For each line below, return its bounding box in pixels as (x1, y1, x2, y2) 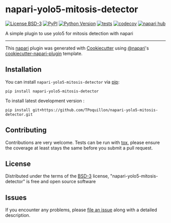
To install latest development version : (5, 97, 85, 104)
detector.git (5, 112, 33, 117)
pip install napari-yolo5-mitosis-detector (5, 88, 99, 94)
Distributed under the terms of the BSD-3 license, (5, 173, 109, 179)
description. (5, 212, 31, 218)
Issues (5, 193, 27, 202)
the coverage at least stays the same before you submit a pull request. (5, 144, 153, 151)
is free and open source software (26, 179, 96, 185)
